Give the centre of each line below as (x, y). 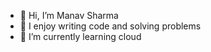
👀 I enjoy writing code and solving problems (110, 26)
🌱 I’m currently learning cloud (80, 36)
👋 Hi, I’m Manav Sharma (69, 15)
